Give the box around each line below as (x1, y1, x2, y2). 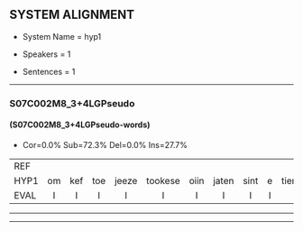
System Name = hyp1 (22, 31, 102, 42)
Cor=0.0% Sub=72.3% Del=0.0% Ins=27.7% (22, 139, 188, 150)
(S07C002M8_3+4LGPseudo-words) (9, 119, 151, 130)
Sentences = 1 (22, 66, 76, 77)
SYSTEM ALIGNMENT (9, 7, 135, 23)
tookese (145, 174, 180, 187)
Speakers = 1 (22, 49, 71, 60)
